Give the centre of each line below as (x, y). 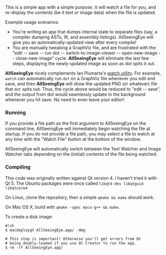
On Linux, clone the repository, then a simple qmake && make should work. (80, 197)
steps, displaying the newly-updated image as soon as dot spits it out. (84, 64)
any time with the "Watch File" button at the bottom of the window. (73, 139)
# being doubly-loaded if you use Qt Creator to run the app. (71, 243)
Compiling (18, 167)
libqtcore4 (16, 188)
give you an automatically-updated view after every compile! (74, 42)
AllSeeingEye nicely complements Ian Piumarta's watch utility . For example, (83, 73)
